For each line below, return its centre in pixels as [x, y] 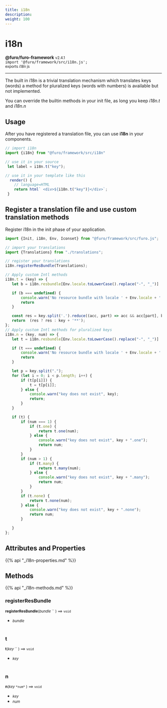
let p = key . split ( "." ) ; [38, 371]
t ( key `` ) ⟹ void [20, 649]
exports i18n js [17, 67]
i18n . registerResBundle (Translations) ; [46, 266]
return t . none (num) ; [51, 501]
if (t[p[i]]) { [36, 380]
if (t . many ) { [44, 463]
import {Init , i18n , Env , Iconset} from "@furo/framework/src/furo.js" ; [82, 238]
